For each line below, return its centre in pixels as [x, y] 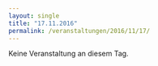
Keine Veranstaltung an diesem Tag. [68, 54]
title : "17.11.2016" [43, 23]
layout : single [34, 16]
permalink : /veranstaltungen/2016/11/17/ [79, 31]
